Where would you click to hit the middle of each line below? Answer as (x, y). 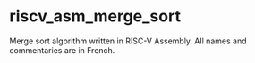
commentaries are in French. (62, 50)
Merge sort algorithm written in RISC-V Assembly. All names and (128, 41)
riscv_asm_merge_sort (95, 16)
